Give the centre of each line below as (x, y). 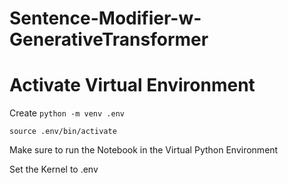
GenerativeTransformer (109, 39)
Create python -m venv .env (67, 113)
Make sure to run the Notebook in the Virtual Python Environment (144, 150)
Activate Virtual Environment (132, 85)
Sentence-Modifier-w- (105, 18)
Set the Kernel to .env (54, 169)
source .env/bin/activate (63, 132)
